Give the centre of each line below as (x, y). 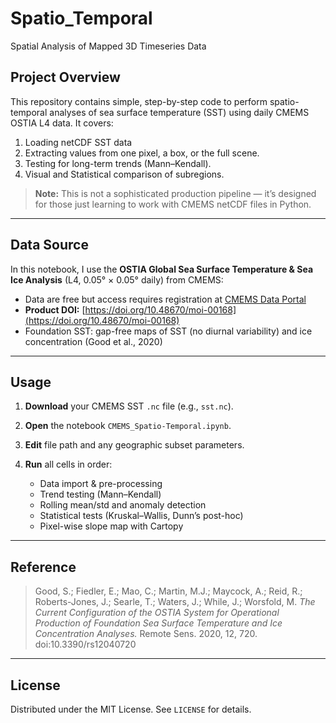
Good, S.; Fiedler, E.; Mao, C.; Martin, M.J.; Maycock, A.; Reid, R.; (168, 591)
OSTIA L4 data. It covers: (62, 123)
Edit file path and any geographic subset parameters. (134, 445)
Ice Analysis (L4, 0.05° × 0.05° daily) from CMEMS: (117, 279)
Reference (43, 567)
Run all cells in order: (68, 464)
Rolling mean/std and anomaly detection (123, 505)
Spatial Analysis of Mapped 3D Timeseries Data (108, 46)
